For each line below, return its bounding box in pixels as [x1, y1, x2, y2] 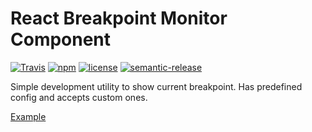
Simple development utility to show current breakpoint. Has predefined [10, 80, 303, 92]
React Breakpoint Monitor [10, 7, 228, 30]
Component [10, 28, 112, 51]
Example [10, 110, 47, 122]
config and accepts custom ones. [10, 91, 148, 103]
